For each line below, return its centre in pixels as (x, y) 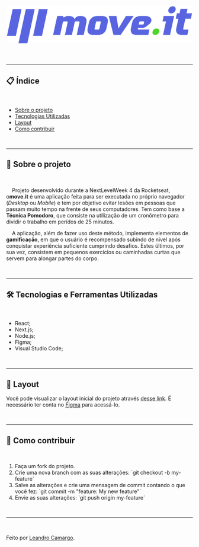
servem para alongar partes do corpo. (52, 258)
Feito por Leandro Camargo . (41, 538)
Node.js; (25, 336)
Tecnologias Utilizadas (42, 116)
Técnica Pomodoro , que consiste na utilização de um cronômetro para (93, 215)
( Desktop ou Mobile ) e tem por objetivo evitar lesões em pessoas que (91, 203)
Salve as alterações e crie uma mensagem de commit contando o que (100, 485)
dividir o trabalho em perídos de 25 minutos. (60, 222)
